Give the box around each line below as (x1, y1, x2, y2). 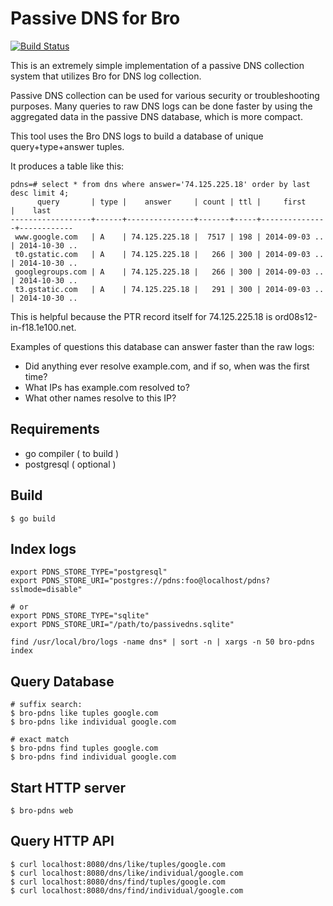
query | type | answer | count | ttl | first (36, 197, 307, 207)
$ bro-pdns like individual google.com (10, 717, 177, 727)
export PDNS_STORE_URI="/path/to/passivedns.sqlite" (10, 620, 235, 630)
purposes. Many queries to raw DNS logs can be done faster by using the (10, 100, 313, 112)
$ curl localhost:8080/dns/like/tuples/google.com (10, 859, 226, 869)
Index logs (10, 540, 77, 557)
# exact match (10, 735, 70, 745)
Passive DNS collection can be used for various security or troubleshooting (10, 89, 320, 101)
